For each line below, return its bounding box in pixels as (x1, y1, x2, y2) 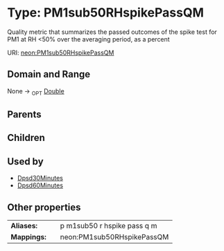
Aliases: (10, 221, 38, 230)
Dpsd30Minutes (17, 174, 64, 183)
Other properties (7, 201, 81, 213)
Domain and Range (7, 68, 91, 80)
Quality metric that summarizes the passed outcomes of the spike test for (7, 28, 217, 36)
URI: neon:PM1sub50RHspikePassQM (7, 48, 114, 57)
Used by (7, 156, 44, 167)
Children (7, 132, 45, 144)
